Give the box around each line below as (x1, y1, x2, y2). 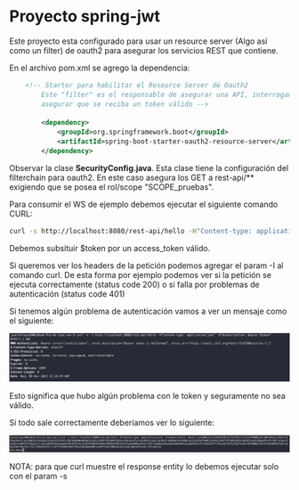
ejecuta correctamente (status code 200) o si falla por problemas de (9, 279, 260, 290)
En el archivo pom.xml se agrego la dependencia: (9, 62, 190, 73)
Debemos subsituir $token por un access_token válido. (9, 242, 211, 253)
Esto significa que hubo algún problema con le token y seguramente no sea (9, 390, 287, 401)
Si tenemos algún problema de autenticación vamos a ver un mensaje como (9, 306, 287, 316)
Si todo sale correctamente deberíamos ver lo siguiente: (9, 417, 215, 428)
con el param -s (9, 470, 68, 481)
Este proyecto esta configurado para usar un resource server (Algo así (9, 36, 268, 46)
